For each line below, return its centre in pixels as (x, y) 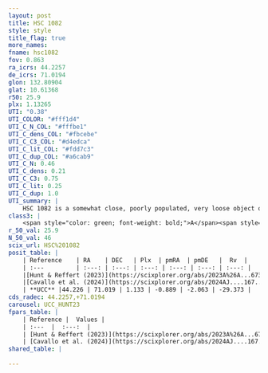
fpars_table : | (33, 312)
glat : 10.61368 (33, 90)
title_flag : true (37, 38)
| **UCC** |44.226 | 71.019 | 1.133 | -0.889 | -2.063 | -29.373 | (137, 290)
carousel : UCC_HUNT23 (44, 304)
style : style (30, 30)
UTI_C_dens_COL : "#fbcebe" (53, 134)
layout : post (30, 16)
